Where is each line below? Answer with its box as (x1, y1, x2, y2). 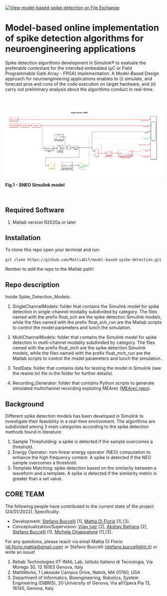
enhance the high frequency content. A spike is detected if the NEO (12, 454, 152, 460)
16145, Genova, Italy (12, 585, 54, 591)
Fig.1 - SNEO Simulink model (5, 182, 65, 188)
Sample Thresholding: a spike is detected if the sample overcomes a (12, 439, 153, 445)
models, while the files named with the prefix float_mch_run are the (12, 350, 151, 356)
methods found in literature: (5, 429, 62, 435)
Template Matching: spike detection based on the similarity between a (12, 465, 157, 471)
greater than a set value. (12, 476, 63, 482)
